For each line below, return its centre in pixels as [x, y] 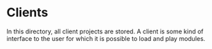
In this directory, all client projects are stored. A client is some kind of [105, 31]
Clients [27, 13]
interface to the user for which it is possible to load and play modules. [106, 38]
